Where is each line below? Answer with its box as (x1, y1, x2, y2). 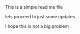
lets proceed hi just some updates (5, 14, 75, 19)
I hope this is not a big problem (5, 23, 69, 29)
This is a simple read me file (5, 4, 63, 10)
